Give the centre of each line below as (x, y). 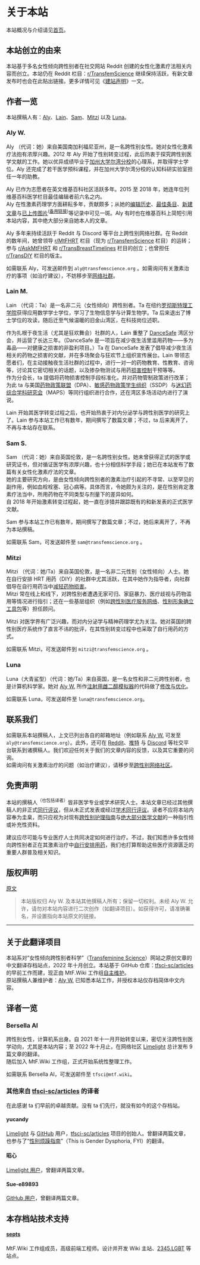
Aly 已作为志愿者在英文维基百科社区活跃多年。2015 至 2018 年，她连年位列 (98, 189)
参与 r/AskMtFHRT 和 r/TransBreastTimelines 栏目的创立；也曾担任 (88, 248)
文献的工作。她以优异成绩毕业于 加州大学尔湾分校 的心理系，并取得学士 (97, 161)
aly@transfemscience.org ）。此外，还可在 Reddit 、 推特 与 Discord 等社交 (95, 742)
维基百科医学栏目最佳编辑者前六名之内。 (56, 196)
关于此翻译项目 (34, 942)
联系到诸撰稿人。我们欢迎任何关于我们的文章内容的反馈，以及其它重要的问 (102, 750)
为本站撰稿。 (22, 529)
